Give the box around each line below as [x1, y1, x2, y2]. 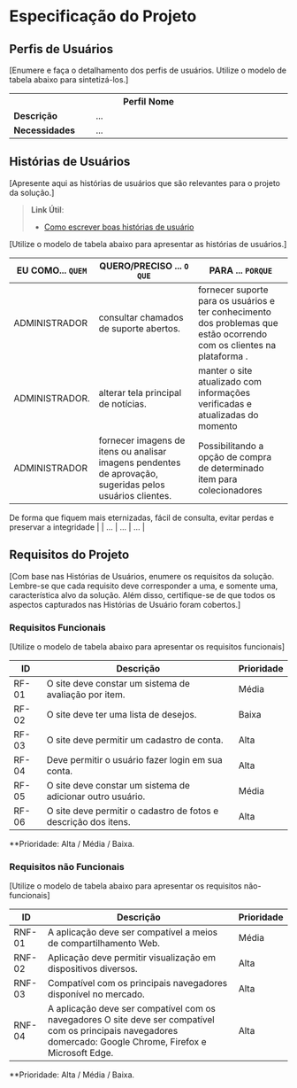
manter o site [197, 364, 253, 377]
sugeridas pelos [98, 478, 165, 491]
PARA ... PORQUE [209, 264, 272, 276]
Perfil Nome [122, 96, 175, 107]
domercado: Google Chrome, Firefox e [47, 1036, 207, 1048]
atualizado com [197, 375, 263, 387]
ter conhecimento [197, 306, 272, 318]
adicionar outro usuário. [46, 790, 146, 803]
